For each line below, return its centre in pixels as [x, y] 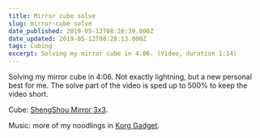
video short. [28, 94]
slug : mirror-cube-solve [50, 24]
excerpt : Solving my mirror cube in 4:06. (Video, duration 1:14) [123, 54]
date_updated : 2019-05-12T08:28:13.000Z [78, 39]
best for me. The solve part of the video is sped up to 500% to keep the [128, 85]
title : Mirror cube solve [52, 16]
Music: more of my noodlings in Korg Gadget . [84, 125]
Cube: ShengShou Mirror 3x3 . [58, 110]
